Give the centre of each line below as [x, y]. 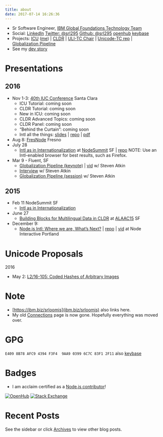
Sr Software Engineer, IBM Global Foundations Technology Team [77, 28]
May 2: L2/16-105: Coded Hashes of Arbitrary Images [65, 277]
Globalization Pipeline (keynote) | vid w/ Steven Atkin [72, 165]
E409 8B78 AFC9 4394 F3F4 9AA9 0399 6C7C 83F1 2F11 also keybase [73, 354]
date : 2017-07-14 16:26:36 [32, 14]
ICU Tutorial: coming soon [45, 103]
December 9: [25, 224]
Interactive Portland [39, 234]
